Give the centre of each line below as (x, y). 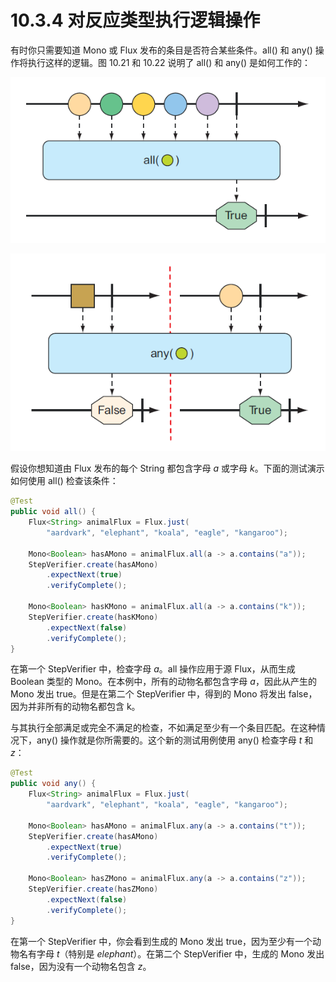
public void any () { (53, 784)
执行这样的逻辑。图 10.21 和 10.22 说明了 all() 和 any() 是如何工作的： (169, 62)
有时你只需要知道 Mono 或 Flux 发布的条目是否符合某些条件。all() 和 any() (161, 50)
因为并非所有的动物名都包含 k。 (75, 707)
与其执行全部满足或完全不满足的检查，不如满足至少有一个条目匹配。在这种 (163, 728)
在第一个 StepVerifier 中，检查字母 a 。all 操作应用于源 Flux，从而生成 (153, 669)
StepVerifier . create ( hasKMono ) (93, 617)
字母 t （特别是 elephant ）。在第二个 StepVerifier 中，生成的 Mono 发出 (180, 953)
